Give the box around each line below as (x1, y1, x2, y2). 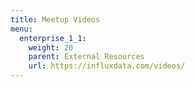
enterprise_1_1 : (19, 33, 87, 43)
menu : (10, 24, 33, 34)
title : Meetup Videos (10, 14, 101, 25)
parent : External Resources (28, 52, 145, 62)
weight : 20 (28, 42, 74, 53)
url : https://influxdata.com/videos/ (28, 61, 186, 71)
